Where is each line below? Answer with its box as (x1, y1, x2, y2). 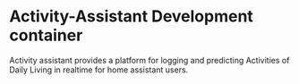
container (9, 25, 83, 46)
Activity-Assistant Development (9, 6, 253, 27)
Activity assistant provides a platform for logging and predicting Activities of (9, 55, 290, 65)
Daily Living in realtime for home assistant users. (9, 64, 189, 75)
